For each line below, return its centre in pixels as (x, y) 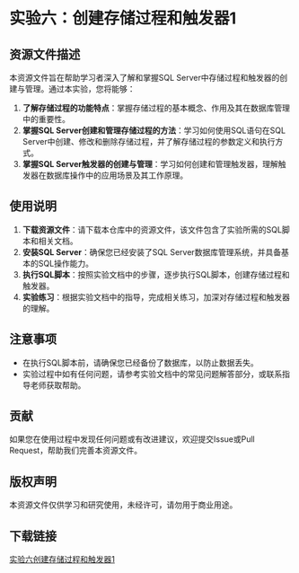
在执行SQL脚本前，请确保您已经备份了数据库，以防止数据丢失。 (140, 362)
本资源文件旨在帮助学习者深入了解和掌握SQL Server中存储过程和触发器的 (145, 78)
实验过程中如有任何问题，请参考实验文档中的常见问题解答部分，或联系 (152, 374)
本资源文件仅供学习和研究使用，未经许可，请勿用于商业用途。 (123, 505)
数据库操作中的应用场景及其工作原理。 (117, 175)
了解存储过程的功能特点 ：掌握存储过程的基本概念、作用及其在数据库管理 (156, 108)
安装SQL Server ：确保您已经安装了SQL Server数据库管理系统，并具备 (151, 251)
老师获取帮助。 (58, 385)
